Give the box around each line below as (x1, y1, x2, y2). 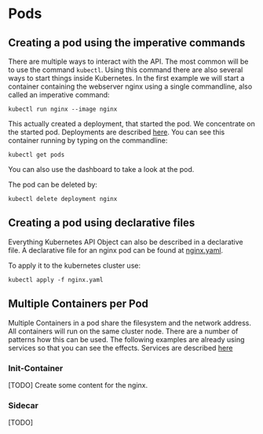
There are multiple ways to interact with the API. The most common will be (8, 57, 249, 66)
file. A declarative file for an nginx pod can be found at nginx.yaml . (8, 245, 224, 255)
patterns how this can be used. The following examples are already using (8, 334, 245, 344)
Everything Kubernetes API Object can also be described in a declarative (8, 237, 243, 246)
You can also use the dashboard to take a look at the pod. (8, 165, 195, 173)
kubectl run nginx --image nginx (8, 105, 118, 113)
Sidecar (8, 399, 39, 410)
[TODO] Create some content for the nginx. (8, 380, 148, 389)
